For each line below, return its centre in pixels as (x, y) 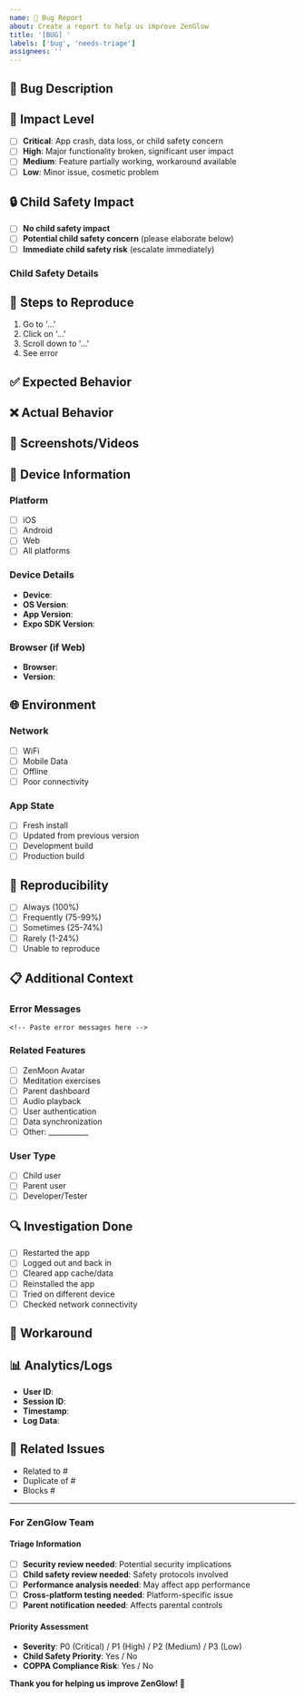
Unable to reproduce (61, 948)
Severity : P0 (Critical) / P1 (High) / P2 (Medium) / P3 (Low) (132, 1647)
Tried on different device (69, 1294)
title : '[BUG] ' (40, 35)
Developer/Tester (55, 1196)
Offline (35, 771)
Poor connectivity (55, 781)
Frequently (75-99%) (62, 917)
